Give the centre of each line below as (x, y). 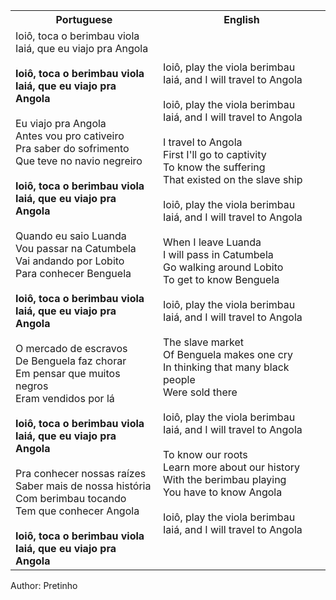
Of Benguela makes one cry (228, 354)
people (179, 379)
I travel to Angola (203, 142)
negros (32, 386)
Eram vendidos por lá (65, 398)
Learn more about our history (232, 467)
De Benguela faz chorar (71, 361)
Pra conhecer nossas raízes (81, 473)
